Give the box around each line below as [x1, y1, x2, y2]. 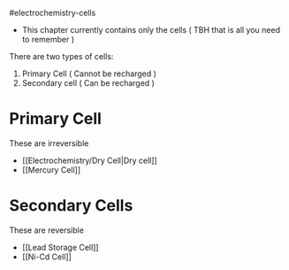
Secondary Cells [9, 196, 133, 216]
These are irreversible [9, 137, 89, 149]
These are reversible [9, 225, 84, 235]
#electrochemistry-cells [9, 8, 96, 18]
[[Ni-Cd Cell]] [21, 251, 72, 262]
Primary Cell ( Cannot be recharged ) [21, 68, 157, 79]
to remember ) [21, 35, 75, 44]
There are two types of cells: [9, 51, 114, 61]
